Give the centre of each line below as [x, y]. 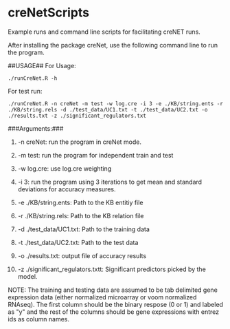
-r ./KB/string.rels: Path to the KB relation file [81, 215]
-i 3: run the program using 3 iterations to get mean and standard [110, 182]
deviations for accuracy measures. [67, 189]
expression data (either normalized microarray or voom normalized [102, 297]
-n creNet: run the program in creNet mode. [79, 142]
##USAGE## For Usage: [42, 65]
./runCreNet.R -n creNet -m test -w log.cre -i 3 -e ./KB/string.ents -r [116, 104]
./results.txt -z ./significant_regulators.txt [77, 116]
